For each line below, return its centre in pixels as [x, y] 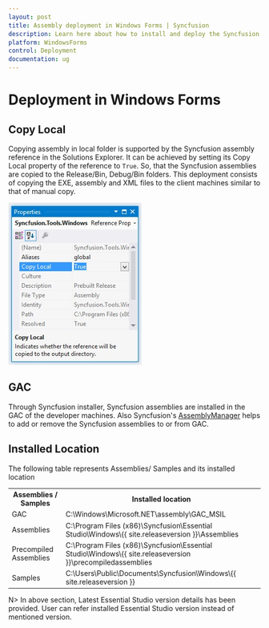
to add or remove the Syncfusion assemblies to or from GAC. [109, 423]
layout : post [30, 17]
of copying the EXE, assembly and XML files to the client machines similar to [134, 183]
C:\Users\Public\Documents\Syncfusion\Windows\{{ [151, 573]
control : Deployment [43, 51]
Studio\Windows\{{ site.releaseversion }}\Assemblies [152, 534]
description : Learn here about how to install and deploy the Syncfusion [134, 34]
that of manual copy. [42, 191]
